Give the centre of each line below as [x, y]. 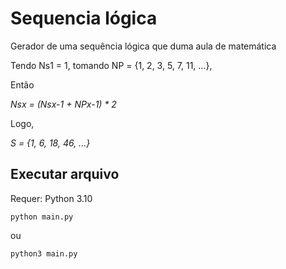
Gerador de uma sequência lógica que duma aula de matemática [143, 46]
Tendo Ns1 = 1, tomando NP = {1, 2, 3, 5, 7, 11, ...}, [111, 65]
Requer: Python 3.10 [51, 198]
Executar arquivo [65, 174]
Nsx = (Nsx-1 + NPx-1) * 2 [63, 104]
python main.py [42, 217]
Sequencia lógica [84, 18]
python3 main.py [44, 253]
